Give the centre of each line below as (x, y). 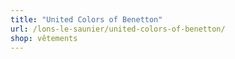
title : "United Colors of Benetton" (86, 19)
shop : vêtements (44, 38)
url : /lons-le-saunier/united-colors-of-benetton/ (118, 29)
